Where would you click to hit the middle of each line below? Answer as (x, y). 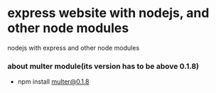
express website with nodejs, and (108, 13)
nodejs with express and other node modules (74, 48)
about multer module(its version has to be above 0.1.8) (103, 66)
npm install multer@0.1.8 (54, 82)
